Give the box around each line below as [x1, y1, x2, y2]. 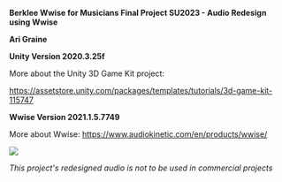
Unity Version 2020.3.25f [9, 51, 105, 61]
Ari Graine [9, 34, 48, 44]
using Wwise [9, 17, 58, 27]
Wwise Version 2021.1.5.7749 [9, 112, 120, 122]
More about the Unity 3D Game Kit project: [9, 68, 165, 79]
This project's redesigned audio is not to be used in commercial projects [9, 163, 273, 173]
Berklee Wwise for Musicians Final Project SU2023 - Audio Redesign [9, 8, 267, 18]
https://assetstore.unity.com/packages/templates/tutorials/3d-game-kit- [9, 86, 273, 95]
